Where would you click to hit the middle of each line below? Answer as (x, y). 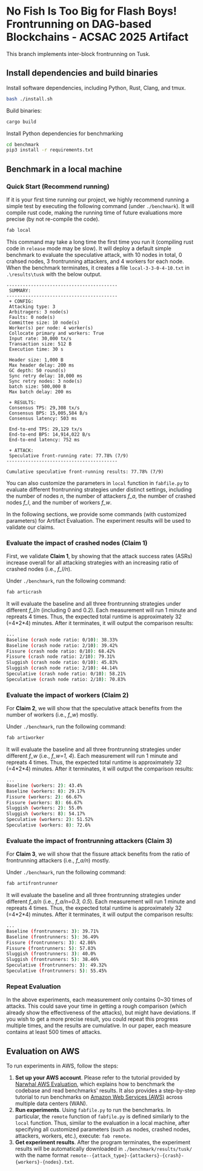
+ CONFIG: (21, 301)
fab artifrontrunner (32, 884)
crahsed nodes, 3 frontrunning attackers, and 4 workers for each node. (95, 261)
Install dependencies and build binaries (82, 73)
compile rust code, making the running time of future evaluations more (95, 212)
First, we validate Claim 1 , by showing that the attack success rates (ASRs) (99, 556)
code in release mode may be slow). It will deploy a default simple (89, 248)
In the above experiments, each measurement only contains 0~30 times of (99, 1000)
